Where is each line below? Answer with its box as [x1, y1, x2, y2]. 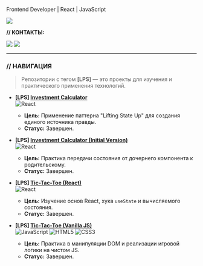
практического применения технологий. [21, 82, 126, 89]
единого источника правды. [24, 118, 97, 126]
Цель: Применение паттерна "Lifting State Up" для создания [24, 112, 181, 119]
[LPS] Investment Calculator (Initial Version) [14, 137, 128, 144]
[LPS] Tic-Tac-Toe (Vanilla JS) [14, 222, 92, 229]
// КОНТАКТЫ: [6, 29, 45, 36]
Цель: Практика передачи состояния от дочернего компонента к [24, 155, 193, 162]
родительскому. [24, 161, 66, 169]
